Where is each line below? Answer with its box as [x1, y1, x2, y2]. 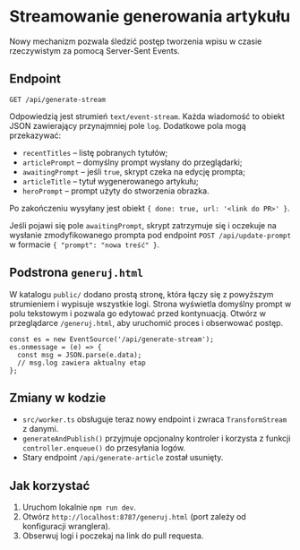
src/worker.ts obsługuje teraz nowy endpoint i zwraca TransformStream [21, 414, 287, 425]
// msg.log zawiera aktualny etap [17, 358, 146, 367]
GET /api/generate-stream [9, 95, 106, 104]
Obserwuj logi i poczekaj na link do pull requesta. [21, 530, 204, 541]
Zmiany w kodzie [9, 390, 107, 405]
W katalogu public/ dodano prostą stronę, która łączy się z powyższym [9, 288, 274, 299]
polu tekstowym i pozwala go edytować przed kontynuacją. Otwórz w [9, 307, 267, 319]
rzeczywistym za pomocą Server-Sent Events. [9, 45, 181, 56]
